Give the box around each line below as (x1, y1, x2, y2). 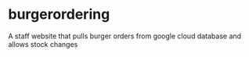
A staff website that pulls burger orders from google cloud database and (8, 31, 241, 41)
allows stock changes (8, 39, 78, 48)
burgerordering (8, 5, 110, 23)
